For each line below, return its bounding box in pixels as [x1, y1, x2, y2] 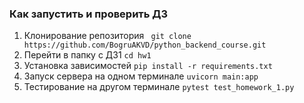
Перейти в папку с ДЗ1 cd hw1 [23, 49, 152, 61]
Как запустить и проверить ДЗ [9, 7, 169, 21]
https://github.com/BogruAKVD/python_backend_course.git [23, 40, 267, 51]
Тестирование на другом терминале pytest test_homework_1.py [23, 81, 295, 93]
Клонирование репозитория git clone [23, 30, 192, 42]
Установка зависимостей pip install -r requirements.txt [23, 60, 273, 72]
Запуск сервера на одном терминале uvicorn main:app [23, 70, 259, 82]
